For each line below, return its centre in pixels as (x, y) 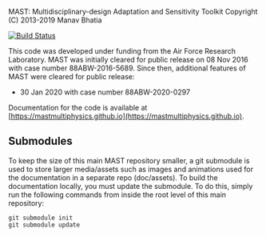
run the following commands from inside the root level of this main (117, 195)
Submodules (41, 141)
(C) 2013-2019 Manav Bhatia (55, 20)
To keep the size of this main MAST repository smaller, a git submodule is (129, 160)
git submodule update (44, 225)
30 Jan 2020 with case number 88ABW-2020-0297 (105, 92)
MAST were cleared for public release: (71, 76)
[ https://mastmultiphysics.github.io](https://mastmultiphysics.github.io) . (127, 116)
